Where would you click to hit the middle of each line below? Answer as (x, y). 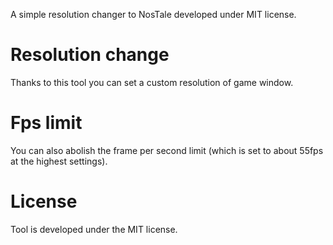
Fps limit (46, 123)
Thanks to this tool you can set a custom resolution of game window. (152, 82)
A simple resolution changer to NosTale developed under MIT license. (153, 14)
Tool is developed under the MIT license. (94, 229)
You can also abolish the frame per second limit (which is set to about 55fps (167, 150)
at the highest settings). (59, 161)
